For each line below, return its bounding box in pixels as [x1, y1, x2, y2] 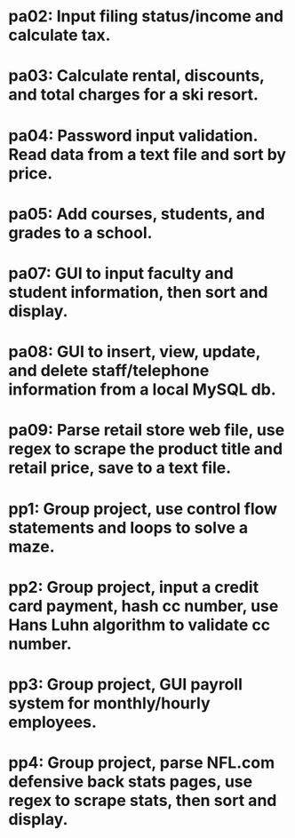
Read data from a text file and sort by [8, 144, 286, 164]
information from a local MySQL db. [8, 379, 276, 400]
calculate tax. [8, 25, 111, 45]
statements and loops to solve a [8, 517, 249, 538]
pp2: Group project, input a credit [8, 577, 259, 597]
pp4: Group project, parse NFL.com [8, 753, 275, 773]
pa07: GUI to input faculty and [8, 263, 235, 283]
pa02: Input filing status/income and [8, 6, 284, 27]
